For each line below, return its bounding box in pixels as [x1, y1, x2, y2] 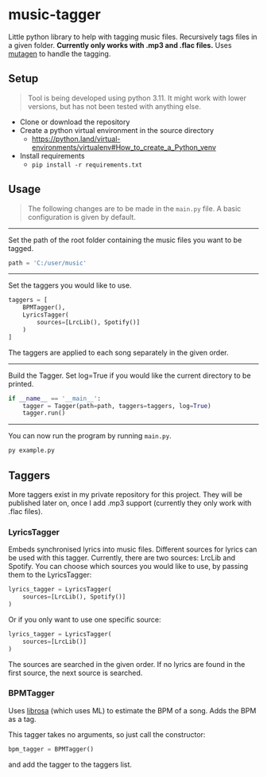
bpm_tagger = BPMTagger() [8, 745, 94, 753]
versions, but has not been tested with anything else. [27, 101, 201, 111]
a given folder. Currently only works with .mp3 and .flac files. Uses [8, 40, 232, 49]
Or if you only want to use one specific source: [8, 614, 161, 624]
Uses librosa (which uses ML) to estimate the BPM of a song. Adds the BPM [8, 705, 257, 715]
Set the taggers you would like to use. [8, 281, 132, 290]
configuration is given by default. [27, 212, 137, 222]
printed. [8, 379, 34, 388]
